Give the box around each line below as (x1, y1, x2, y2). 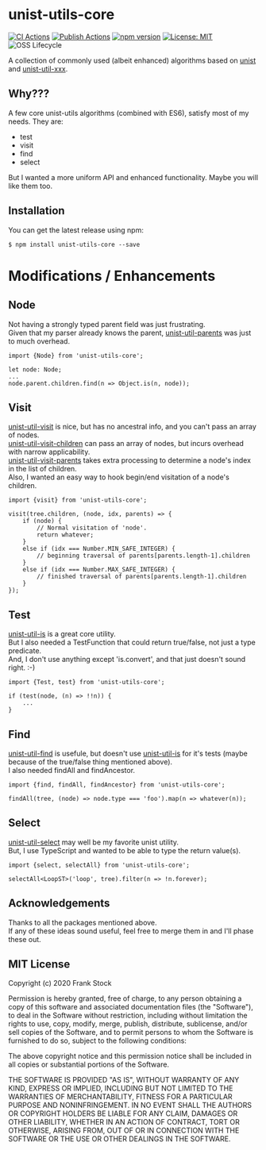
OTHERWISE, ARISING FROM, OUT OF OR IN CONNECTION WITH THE (8, 1125, 240, 1136)
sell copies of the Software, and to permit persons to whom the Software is (8, 1028, 254, 1037)
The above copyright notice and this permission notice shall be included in (8, 1052, 252, 1061)
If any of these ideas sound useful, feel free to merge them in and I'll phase (8, 926, 254, 936)
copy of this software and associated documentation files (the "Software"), (8, 1002, 254, 1012)
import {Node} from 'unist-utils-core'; (8, 352, 145, 360)
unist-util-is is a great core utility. (8, 629, 117, 639)
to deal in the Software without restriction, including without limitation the (8, 1010, 248, 1021)
